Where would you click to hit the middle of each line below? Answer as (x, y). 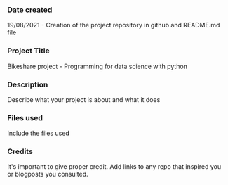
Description (28, 84)
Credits (20, 151)
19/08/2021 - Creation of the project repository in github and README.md (114, 25)
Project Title (29, 51)
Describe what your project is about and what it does (84, 99)
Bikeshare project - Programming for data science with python (98, 66)
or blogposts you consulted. (48, 174)
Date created (30, 10)
